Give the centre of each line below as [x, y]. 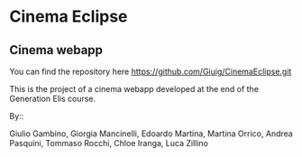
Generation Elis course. [53, 98]
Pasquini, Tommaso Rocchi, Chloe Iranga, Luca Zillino [109, 143]
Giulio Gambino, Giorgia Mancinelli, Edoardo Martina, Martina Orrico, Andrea [151, 134]
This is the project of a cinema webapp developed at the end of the [134, 89]
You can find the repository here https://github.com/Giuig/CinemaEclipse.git [151, 71]
